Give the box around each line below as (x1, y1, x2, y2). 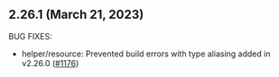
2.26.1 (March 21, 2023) (8, 7, 144, 22)
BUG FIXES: (8, 30, 52, 41)
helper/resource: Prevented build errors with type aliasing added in (21, 48, 271, 59)
